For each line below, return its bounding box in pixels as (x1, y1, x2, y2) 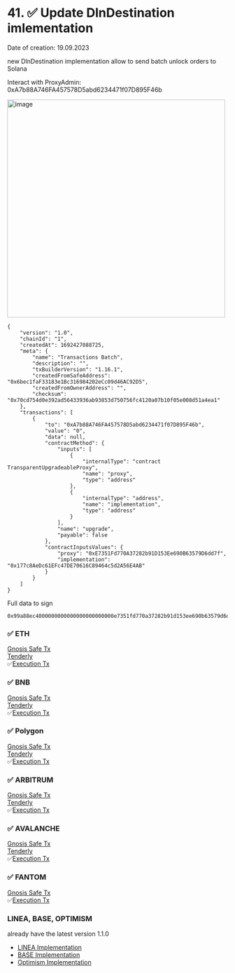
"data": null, (44, 433, 86, 441)
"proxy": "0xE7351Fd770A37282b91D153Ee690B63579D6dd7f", (57, 550, 227, 557)
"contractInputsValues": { (44, 544, 124, 551)
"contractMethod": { (44, 439, 105, 446)
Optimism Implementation (17, 958, 92, 967)
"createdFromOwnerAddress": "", (32, 384, 127, 392)
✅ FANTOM (7, 872, 47, 882)
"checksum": (32, 390, 68, 397)
